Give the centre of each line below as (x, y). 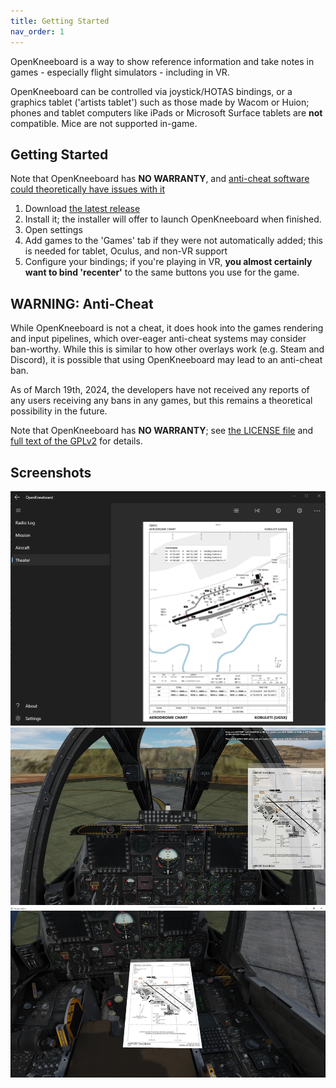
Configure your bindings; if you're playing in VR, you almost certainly (168, 262)
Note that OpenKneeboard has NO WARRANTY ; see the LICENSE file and (162, 431)
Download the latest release (82, 209)
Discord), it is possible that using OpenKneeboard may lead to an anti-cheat (166, 360)
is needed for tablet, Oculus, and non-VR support (126, 251)
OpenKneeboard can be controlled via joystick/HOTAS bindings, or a (151, 91)
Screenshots (51, 472)
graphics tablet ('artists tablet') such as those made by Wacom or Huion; (160, 102)
